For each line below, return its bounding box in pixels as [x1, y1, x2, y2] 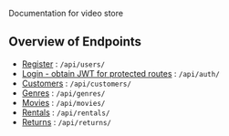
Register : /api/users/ [21, 58, 106, 69]
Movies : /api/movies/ [21, 97, 106, 108]
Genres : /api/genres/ [21, 87, 106, 99]
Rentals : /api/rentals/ [21, 107, 110, 118]
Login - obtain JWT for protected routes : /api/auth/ [21, 68, 220, 78]
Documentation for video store [8, 8, 124, 18]
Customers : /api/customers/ [21, 78, 131, 89]
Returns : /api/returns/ [21, 116, 111, 127]
